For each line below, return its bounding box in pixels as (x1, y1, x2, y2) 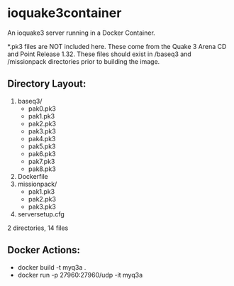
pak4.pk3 (28, 134, 56, 143)
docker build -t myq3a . (17, 263, 87, 271)
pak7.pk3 (28, 157, 55, 165)
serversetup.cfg (17, 209, 65, 218)
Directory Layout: (7, 78, 87, 90)
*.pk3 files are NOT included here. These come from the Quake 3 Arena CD (7, 42, 227, 50)
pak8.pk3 (28, 165, 57, 173)
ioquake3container (7, 5, 122, 21)
